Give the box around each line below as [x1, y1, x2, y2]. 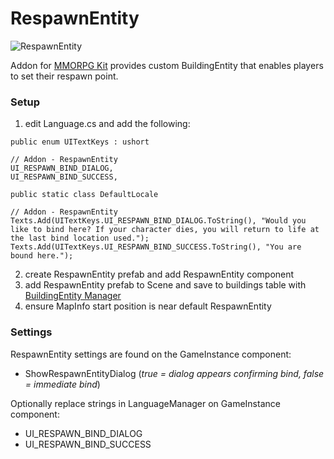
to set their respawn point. [10, 70, 119, 82]
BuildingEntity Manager [24, 290, 122, 302]
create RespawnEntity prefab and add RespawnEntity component [24, 268, 295, 281]
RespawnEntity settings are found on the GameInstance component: [10, 348, 292, 360]
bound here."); [10, 251, 74, 261]
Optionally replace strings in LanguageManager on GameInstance [10, 397, 281, 409]
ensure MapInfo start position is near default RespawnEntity [24, 300, 272, 312]
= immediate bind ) [24, 378, 101, 390]
